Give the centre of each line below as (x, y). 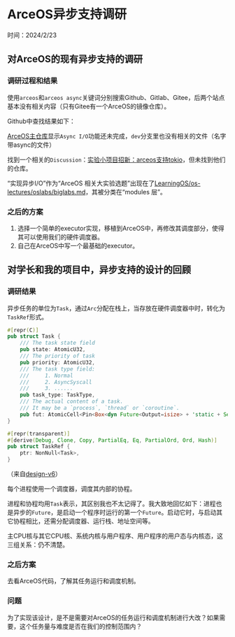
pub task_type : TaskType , (58, 395)
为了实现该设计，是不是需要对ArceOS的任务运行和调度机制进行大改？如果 (113, 617)
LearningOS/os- (177, 183)
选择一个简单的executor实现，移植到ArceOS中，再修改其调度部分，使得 (121, 228)
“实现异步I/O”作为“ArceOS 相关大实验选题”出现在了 (81, 183)
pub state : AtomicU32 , (53, 350)
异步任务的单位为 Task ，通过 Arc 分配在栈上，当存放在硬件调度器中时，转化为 (116, 308)
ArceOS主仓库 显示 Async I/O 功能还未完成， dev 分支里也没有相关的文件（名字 (117, 136)
